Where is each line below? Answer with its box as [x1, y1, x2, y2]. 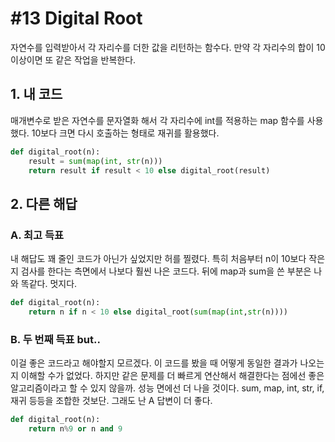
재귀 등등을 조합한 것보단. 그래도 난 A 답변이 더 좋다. [10, 395, 213, 407]
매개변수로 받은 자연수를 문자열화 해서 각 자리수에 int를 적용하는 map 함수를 [10, 114, 305, 126]
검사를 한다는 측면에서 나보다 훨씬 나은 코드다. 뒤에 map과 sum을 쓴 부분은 [20, 265, 312, 277]
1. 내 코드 [10, 86, 63, 103]
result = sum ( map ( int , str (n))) [28, 156, 163, 166]
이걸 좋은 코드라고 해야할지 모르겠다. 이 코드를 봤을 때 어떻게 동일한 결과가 [10, 357, 298, 369]
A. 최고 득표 [10, 228, 65, 242]
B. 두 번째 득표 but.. [10, 332, 101, 346]
